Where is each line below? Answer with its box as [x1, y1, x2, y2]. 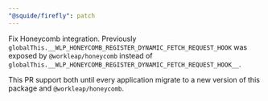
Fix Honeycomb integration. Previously [8, 34, 137, 43]
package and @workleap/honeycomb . [8, 83, 125, 93]
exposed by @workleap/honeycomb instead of [8, 50, 153, 60]
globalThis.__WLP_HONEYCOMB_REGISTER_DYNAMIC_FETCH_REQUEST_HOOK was [8, 42, 248, 52]
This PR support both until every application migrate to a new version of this [8, 75, 260, 84]
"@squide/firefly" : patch [8, 11, 95, 20]
